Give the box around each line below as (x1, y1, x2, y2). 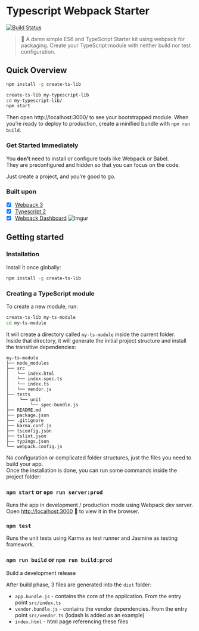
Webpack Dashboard (14, 215, 67, 222)
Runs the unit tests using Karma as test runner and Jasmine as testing (6, 534, 178, 542)
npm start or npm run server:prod (6, 487, 103, 496)
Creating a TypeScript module (6, 289, 95, 297)
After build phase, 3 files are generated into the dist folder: (6, 581, 152, 588)
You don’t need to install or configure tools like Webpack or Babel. (6, 155, 169, 162)
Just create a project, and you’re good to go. (6, 173, 116, 180)
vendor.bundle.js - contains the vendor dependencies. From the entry (14, 605, 188, 612)
